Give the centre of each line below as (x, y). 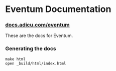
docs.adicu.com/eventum (38, 25)
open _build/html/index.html (36, 63)
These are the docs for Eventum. (39, 35)
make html (16, 59)
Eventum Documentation (58, 9)
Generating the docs (31, 48)
